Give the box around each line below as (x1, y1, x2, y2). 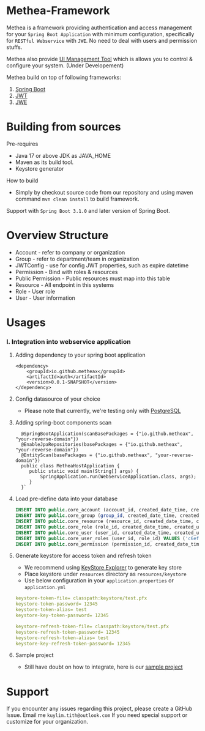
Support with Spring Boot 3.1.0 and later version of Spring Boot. (6, 207, 170, 214)
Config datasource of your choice (15, 395, 101, 403)
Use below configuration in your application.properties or (24, 577, 174, 584)
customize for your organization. (6, 718, 89, 725)
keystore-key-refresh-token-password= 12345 (15, 640, 131, 647)
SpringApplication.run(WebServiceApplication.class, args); (40, 473, 197, 480)
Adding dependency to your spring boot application (15, 351, 146, 358)
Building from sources (6, 120, 121, 134)
